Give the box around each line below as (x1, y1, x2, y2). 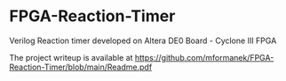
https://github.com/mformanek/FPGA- (134, 52, 274, 63)
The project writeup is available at (9, 52, 133, 63)
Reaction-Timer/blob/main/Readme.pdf (9, 62, 153, 72)
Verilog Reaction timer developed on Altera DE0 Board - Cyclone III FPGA (9, 35, 277, 46)
